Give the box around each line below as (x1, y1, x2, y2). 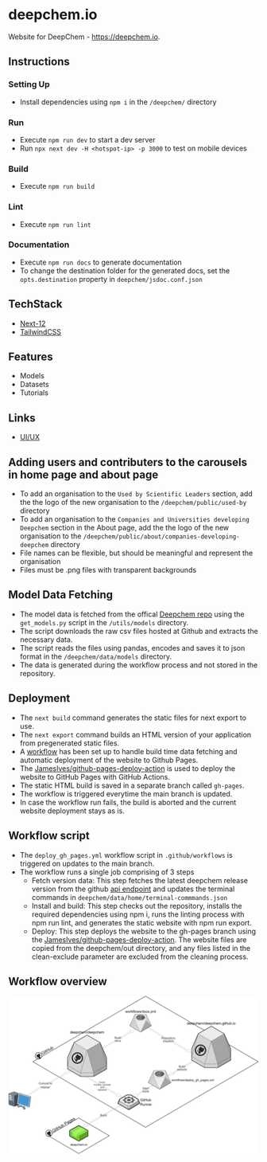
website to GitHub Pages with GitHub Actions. (19, 772, 171, 781)
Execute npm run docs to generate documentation (19, 257, 183, 267)
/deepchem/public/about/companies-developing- (83, 533, 240, 541)
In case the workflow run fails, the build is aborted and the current (19, 797, 237, 807)
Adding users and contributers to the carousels (8, 456, 248, 469)
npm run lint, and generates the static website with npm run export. (31, 917, 252, 927)
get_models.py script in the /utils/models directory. (19, 617, 189, 627)
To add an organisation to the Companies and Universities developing (19, 514, 250, 524)
